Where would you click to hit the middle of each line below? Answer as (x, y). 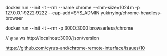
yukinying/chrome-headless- (131, 13)
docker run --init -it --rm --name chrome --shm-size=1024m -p (73, 7)
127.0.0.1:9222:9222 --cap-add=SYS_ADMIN (52, 13)
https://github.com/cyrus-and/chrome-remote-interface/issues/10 (75, 48)
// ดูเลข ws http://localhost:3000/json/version (52, 38)
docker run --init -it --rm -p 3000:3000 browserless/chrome (69, 28)
